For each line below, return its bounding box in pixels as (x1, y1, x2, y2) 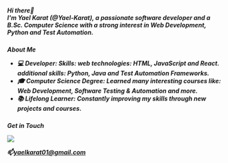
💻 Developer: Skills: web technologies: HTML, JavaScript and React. (17, 59, 220, 67)
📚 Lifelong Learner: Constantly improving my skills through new (17, 94, 207, 102)
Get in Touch (7, 122, 45, 130)
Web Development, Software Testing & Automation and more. (17, 87, 198, 95)
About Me (7, 45, 37, 54)
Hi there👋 (7, 6, 34, 14)
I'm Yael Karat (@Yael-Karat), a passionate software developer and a (7, 13, 211, 21)
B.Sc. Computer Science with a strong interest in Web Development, (7, 21, 207, 29)
